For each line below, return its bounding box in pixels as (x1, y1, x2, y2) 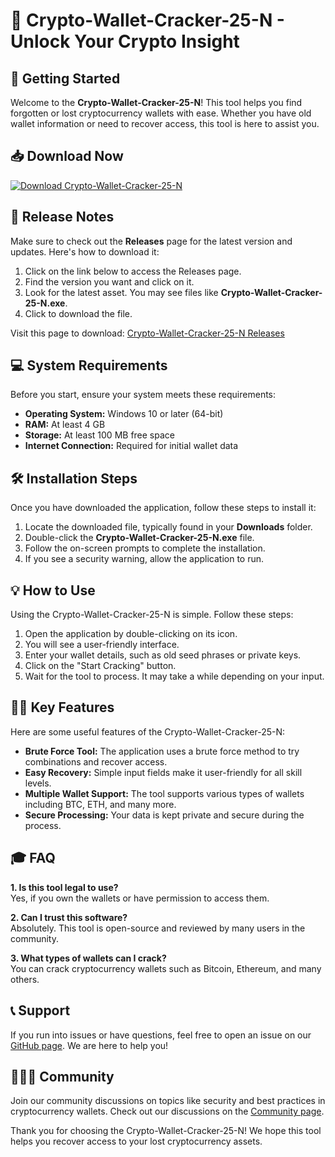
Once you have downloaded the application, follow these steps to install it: (10, 502, 317, 514)
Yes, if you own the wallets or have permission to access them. (10, 892, 270, 904)
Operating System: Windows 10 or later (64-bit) (24, 408, 224, 420)
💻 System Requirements (10, 357, 168, 374)
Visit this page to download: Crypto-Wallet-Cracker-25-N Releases (10, 327, 285, 339)
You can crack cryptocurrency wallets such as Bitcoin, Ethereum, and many (10, 962, 322, 974)
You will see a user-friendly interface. (24, 639, 180, 651)
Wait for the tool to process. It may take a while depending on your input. (24, 670, 325, 683)
